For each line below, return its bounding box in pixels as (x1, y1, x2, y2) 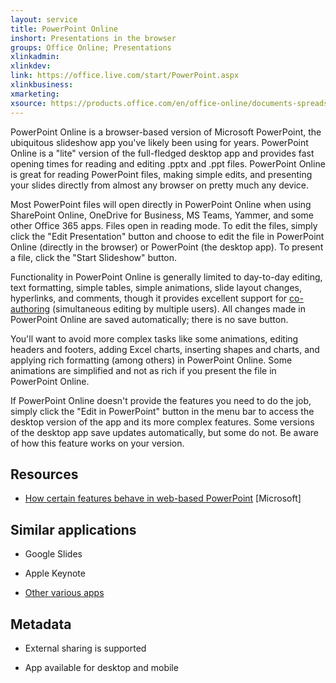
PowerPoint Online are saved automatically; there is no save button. (10, 313, 289, 325)
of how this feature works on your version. (10, 437, 185, 449)
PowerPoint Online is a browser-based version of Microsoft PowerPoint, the (10, 126, 322, 138)
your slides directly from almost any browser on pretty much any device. (10, 179, 310, 191)
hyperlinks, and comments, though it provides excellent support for (10, 292, 288, 304)
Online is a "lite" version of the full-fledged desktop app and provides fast (10, 147, 315, 159)
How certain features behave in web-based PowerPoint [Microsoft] (24, 492, 302, 505)
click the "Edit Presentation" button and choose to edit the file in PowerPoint (10, 230, 325, 242)
